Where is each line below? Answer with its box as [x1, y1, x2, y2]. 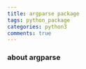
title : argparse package [7, 10, 80, 17]
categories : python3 [7, 23, 68, 30]
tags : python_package [7, 17, 71, 24]
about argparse [7, 53, 61, 63]
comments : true [7, 29, 52, 37]
